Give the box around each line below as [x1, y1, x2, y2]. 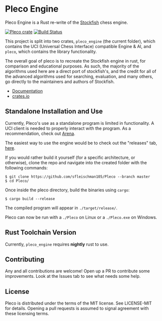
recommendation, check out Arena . [5, 130, 75, 136]
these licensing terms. [5, 311, 49, 317]
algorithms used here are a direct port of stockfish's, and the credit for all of [5, 68, 156, 74]
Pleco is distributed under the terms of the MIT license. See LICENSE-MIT [5, 300, 152, 306]
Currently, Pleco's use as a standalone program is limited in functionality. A [5, 120, 154, 126]
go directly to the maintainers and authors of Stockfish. [5, 79, 115, 84]
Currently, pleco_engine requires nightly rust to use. [5, 241, 109, 247]
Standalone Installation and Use [5, 107, 103, 116]
